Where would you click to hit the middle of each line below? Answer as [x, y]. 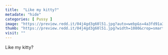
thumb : [12, 28]
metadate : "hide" [23, 14]
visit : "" [15, 33]
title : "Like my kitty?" [32, 10]
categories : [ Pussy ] [29, 19]
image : [12, 24]
